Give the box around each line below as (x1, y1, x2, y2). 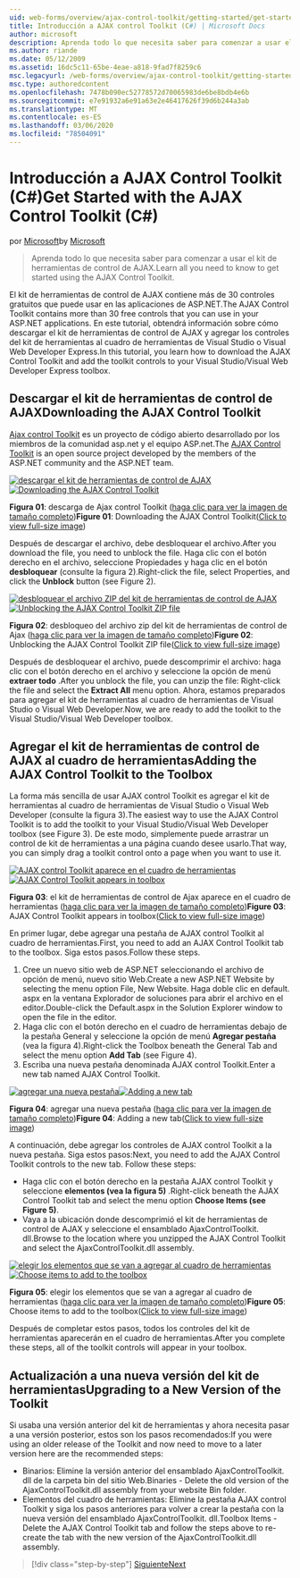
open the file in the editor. (21, 1012, 118, 1023)
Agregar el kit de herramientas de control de (9, 739, 261, 755)
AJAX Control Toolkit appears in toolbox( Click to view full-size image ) (9, 911, 266, 922)
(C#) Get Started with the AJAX (9, 187, 243, 207)
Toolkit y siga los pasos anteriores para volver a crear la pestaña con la (21, 1504, 284, 1515)
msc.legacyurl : (9, 72, 66, 80)
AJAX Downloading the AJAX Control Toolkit (9, 405, 262, 420)
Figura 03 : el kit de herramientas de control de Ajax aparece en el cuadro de (9, 891, 291, 903)
